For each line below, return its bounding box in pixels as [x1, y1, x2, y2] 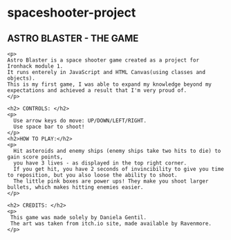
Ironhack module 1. [7, 63, 64, 70]
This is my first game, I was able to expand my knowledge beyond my [7, 81, 212, 88]
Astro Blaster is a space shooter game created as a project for [7, 57, 199, 64]
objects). [7, 75, 36, 82]
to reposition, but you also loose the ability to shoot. [7, 172, 178, 178]
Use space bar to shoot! [13, 123, 85, 130]
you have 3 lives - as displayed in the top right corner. [13, 160, 187, 167]
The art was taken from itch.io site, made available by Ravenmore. [10, 220, 212, 227]
